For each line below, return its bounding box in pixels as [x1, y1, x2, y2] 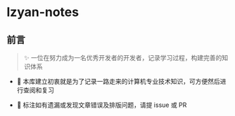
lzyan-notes [6, 4, 79, 20]
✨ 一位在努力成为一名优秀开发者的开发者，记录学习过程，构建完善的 [23, 54, 222, 61]
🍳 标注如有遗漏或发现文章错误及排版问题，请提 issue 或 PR [16, 101, 187, 109]
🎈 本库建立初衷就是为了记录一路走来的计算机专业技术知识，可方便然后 [16, 78, 220, 85]
